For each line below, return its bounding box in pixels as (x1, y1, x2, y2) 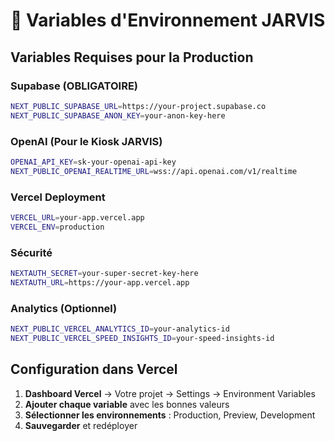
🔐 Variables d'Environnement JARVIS (10, 9, 326, 32)
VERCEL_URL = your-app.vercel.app (10, 212, 145, 223)
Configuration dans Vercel (10, 361, 178, 378)
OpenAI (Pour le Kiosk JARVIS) (10, 134, 163, 148)
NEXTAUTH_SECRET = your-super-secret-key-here (10, 269, 199, 279)
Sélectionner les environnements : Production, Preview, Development (24, 409, 316, 421)
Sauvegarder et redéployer (24, 419, 138, 431)
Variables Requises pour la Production (10, 49, 254, 66)
